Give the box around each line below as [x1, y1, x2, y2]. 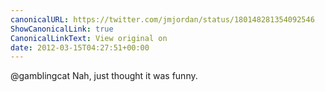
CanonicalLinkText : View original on [10, 33, 168, 43]
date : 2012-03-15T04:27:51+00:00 [10, 42, 150, 53]
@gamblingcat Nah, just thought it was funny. [10, 70, 198, 82]
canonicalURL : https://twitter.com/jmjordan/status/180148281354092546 [10, 14, 315, 25]
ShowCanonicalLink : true [10, 24, 114, 34]
